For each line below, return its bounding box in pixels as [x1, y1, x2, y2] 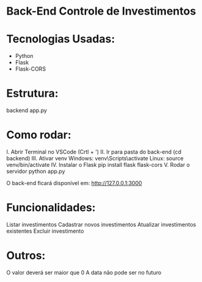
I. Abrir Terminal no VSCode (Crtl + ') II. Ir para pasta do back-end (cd [6, 148, 182, 155]
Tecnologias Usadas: [6, 32, 115, 46]
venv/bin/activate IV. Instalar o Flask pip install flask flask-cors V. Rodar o [6, 161, 190, 168]
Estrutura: [6, 86, 59, 100]
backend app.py [6, 107, 48, 114]
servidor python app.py [6, 167, 65, 175]
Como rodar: [6, 128, 71, 142]
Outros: [6, 249, 46, 263]
